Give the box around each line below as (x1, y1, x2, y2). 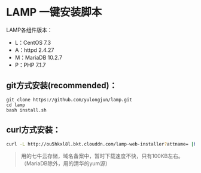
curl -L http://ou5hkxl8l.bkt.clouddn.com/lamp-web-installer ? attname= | (6, 141, 194, 147)
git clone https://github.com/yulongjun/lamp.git (6, 97, 133, 103)
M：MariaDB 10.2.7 (14, 54, 63, 61)
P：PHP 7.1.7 (14, 61, 46, 69)
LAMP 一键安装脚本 (6, 5, 102, 19)
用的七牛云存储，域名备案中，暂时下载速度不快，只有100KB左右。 (20, 153, 184, 160)
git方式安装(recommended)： (6, 81, 118, 91)
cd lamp (6, 102, 26, 108)
